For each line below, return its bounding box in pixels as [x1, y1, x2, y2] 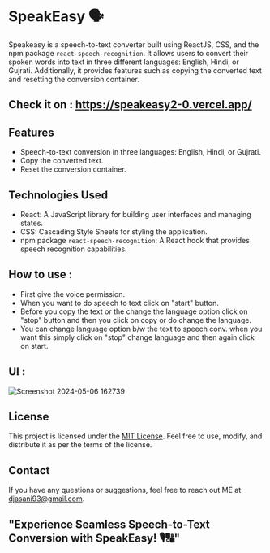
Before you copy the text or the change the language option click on [19, 307, 248, 316]
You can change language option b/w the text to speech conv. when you [19, 324, 263, 333]
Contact [8, 464, 50, 477]
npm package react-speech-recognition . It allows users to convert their [8, 48, 249, 58]
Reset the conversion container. [19, 164, 127, 174]
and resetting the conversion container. [8, 74, 139, 84]
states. [19, 218, 43, 228]
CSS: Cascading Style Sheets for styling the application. [19, 226, 208, 237]
